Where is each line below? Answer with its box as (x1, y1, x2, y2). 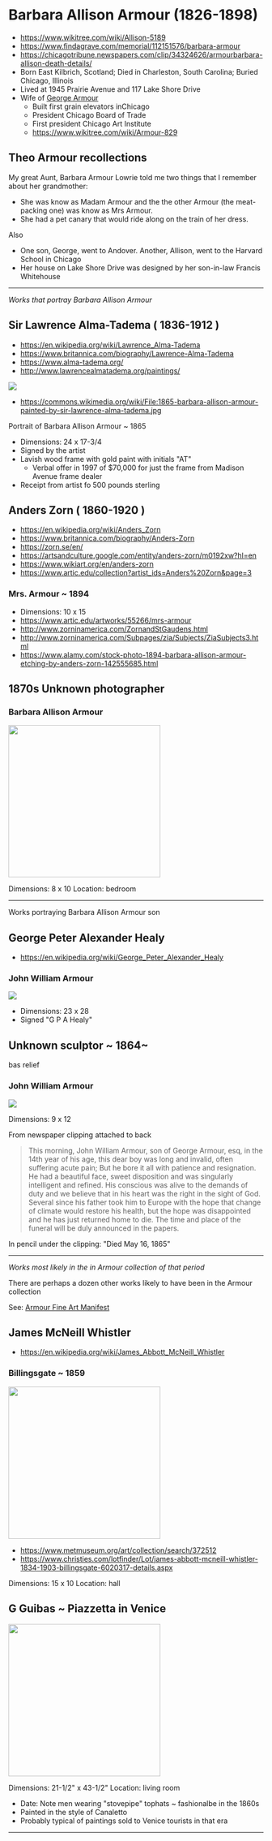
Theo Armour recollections (8, 151, 147, 165)
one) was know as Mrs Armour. (49, 205, 154, 215)
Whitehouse (19, 271, 61, 281)
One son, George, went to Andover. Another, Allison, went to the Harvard (19, 245, 263, 255)
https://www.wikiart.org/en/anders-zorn (19, 559, 154, 569)
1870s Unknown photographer (8, 682, 165, 696)
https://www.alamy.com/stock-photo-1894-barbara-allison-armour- (19, 649, 247, 659)
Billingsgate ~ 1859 (8, 1368, 86, 1379)
